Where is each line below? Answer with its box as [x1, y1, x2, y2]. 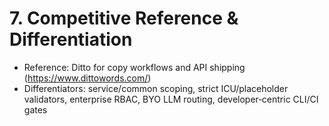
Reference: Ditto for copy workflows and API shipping [23, 61, 246, 73]
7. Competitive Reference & [9, 7, 239, 30]
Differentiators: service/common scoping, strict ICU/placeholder [23, 82, 289, 94]
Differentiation [9, 28, 133, 51]
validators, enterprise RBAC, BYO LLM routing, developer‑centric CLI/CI [23, 93, 319, 105]
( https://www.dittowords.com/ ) [23, 72, 152, 84]
